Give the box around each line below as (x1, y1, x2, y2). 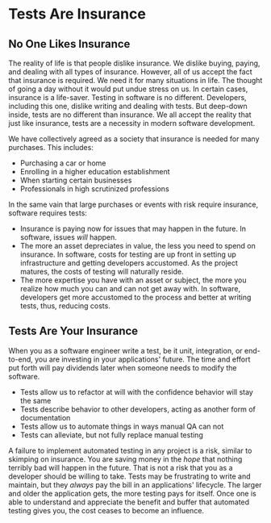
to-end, (8, 354, 34, 364)
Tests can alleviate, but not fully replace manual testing (19, 429, 203, 440)
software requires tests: (8, 208, 87, 218)
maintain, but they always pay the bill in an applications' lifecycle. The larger (8, 479, 262, 489)
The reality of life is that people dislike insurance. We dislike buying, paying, (8, 58, 261, 68)
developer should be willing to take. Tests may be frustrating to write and (8, 471, 251, 481)
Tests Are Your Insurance (8, 324, 139, 338)
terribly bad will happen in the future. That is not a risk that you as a (8, 462, 233, 472)
